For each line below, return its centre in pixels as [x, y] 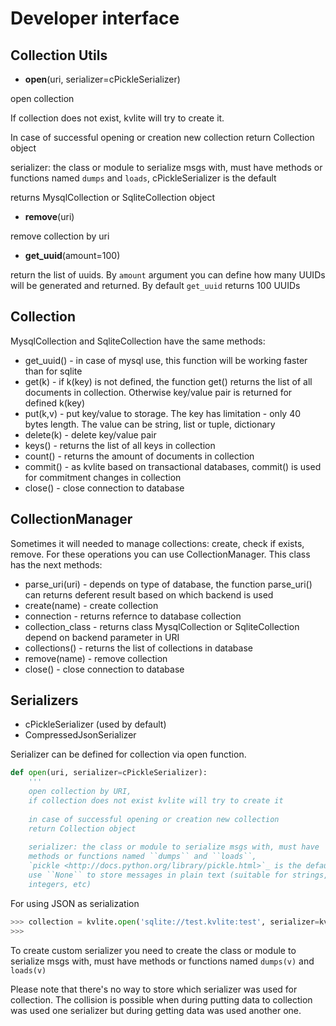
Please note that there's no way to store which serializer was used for [154, 989]
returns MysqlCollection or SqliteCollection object [112, 197]
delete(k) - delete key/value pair [90, 434]
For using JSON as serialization [75, 903]
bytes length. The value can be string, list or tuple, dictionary [150, 424]
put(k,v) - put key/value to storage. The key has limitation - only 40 [163, 413]
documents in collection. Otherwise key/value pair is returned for [158, 392]
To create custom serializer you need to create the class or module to [153, 950]
